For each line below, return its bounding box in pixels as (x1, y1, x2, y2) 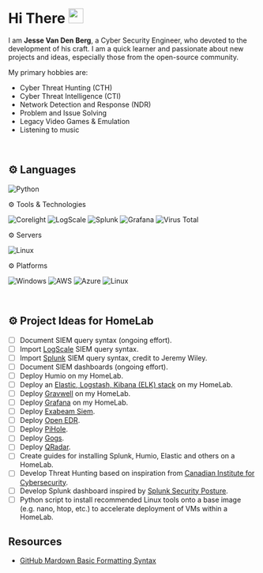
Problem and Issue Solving (19, 107, 107, 118)
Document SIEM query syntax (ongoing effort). (19, 335, 172, 345)
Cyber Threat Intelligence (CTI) (19, 91, 122, 100)
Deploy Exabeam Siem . (19, 407, 96, 417)
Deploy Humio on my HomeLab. (19, 371, 124, 380)
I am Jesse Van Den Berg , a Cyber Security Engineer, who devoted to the (8, 36, 247, 45)
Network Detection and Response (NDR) (19, 100, 152, 109)
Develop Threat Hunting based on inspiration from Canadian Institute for (19, 469, 255, 478)
